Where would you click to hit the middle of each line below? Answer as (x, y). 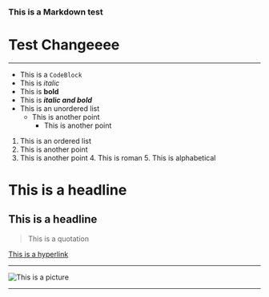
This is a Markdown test (56, 12)
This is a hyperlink (38, 254)
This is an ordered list (56, 141)
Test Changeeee (64, 45)
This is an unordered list (60, 108)
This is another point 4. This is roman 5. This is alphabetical (118, 157)
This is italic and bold (56, 100)
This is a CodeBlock (51, 74)
